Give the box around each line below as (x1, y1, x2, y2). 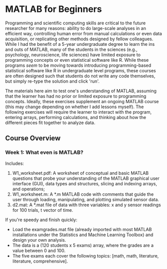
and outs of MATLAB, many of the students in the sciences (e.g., (5, 46, 138, 52)
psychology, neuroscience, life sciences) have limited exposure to (5, 51, 141, 58)
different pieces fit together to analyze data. (5, 120, 96, 126)
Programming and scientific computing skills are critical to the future (5, 20, 146, 26)
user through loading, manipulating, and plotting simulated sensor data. (12, 196, 160, 202)
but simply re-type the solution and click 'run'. (5, 78, 100, 84)
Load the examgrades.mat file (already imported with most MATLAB (12, 226, 152, 232)
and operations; (12, 186, 45, 192)
